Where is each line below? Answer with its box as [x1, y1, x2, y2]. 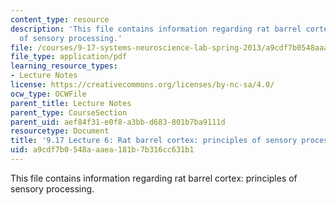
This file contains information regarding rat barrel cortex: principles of [10, 172, 298, 184]
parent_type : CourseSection [10, 107, 128, 118]
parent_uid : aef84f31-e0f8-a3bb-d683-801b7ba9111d [10, 117, 226, 127]
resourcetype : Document [10, 126, 110, 136]
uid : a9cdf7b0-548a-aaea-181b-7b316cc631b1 [10, 145, 195, 155]
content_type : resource [10, 14, 110, 25]
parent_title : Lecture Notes [10, 98, 132, 108]
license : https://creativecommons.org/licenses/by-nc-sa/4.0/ [10, 80, 275, 90]
